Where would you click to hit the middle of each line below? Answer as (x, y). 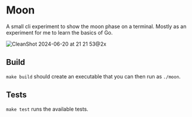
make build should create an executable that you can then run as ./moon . (93, 76)
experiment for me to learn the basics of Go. (59, 32)
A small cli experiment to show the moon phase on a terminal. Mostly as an (96, 26)
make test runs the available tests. (47, 109)
